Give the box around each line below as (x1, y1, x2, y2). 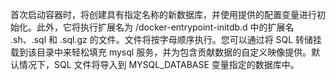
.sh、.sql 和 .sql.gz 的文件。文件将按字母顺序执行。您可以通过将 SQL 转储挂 (10, 34, 323, 45)
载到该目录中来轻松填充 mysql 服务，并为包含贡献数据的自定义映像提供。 (10, 46, 312, 58)
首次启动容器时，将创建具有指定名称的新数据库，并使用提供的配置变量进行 (10, 9, 317, 20)
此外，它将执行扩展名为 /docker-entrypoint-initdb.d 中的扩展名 (36, 21, 295, 33)
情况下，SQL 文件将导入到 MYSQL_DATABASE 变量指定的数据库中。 (18, 59, 300, 70)
